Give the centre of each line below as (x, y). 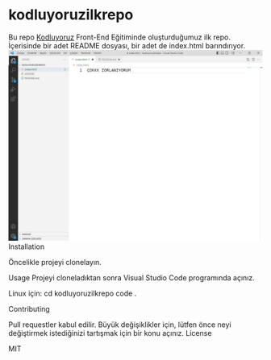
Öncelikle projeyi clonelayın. (55, 262)
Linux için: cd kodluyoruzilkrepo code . (73, 293)
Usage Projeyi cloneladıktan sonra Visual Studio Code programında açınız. (132, 277)
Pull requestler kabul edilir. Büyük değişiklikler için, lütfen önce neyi (120, 325)
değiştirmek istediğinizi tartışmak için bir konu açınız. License (110, 333)
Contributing (29, 308)
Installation (27, 246)
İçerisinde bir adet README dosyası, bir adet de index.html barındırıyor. (127, 45)
